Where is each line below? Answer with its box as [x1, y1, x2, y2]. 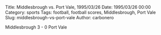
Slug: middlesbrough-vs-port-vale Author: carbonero [5, 15, 114, 20]
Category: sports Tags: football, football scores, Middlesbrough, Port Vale [5, 9, 156, 15]
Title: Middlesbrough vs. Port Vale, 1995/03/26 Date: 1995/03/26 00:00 [5, 4, 151, 10]
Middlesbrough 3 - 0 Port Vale [5, 24, 67, 30]
